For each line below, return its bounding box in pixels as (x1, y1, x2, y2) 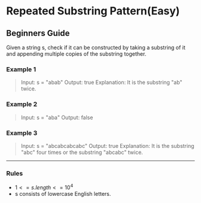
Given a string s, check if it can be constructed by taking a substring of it (6, 44, 185, 51)
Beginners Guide (6, 28, 70, 38)
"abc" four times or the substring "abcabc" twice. (20, 149, 144, 156)
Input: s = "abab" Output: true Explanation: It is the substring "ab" (20, 79, 182, 86)
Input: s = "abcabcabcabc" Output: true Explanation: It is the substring (20, 142, 194, 149)
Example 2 (6, 100, 38, 108)
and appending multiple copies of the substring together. (6, 50, 147, 57)
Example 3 (6, 129, 38, 137)
